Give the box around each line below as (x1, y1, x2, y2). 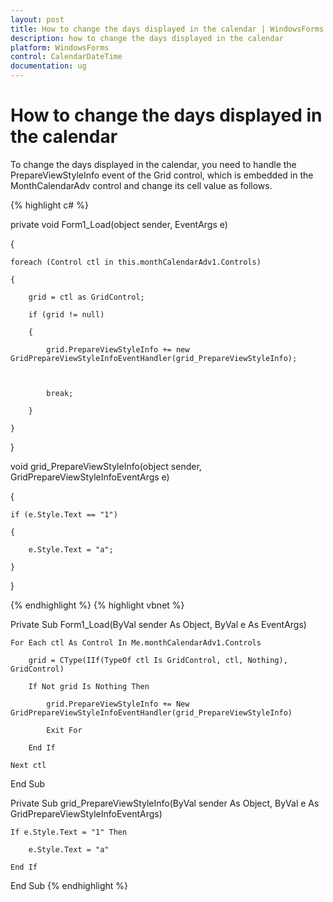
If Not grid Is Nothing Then (28, 681, 150, 691)
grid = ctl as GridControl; (28, 292, 145, 302)
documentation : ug (10, 61, 87, 71)
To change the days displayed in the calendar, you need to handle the (10, 158, 297, 170)
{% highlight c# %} (10, 199, 89, 211)
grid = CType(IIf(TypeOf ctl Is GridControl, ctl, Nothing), (28, 655, 288, 665)
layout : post (10, 14, 65, 25)
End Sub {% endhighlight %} (10, 879, 129, 891)
